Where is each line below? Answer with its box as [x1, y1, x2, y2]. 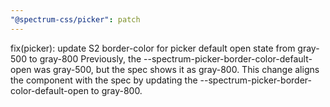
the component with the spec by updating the [10, 74, 198, 86]
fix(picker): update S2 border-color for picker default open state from [10, 42, 296, 54]
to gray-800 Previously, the [28, 52, 142, 65]
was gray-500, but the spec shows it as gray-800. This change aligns [33, 63, 320, 75]
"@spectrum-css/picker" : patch [10, 14, 141, 25]
